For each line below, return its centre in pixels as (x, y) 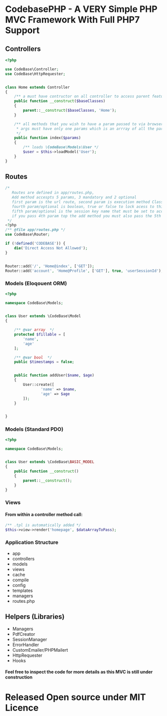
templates (23, 590)
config (19, 585)
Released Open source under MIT (76, 697)
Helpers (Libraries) (35, 617)
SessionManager (30, 639)
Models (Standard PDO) (34, 429)
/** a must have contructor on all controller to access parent (82, 96)
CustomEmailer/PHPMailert (40, 650)
